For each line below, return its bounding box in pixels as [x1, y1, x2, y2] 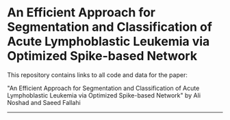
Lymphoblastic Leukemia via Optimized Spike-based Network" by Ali [7, 91, 201, 100]
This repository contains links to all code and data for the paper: [7, 70, 188, 79]
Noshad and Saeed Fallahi [7, 98, 81, 106]
